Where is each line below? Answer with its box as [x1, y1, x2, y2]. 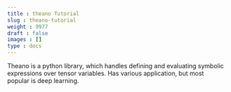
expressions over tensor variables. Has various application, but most [7, 69, 204, 77]
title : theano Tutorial [7, 10, 80, 17]
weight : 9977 [7, 23, 49, 30]
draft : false [7, 29, 49, 37]
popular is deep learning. [7, 77, 79, 84]
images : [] [7, 36, 42, 43]
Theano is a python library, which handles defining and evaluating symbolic [7, 62, 225, 70]
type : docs [7, 43, 42, 49]
